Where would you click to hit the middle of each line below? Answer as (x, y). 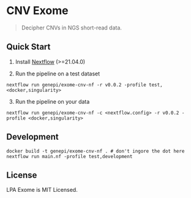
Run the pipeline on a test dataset (58, 74)
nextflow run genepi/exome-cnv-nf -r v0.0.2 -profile (77, 85)
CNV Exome (37, 11)
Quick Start (28, 47)
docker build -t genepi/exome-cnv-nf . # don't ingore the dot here (95, 151)
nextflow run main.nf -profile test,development (69, 156)
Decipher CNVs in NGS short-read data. (72, 28)
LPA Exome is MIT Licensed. (42, 190)
